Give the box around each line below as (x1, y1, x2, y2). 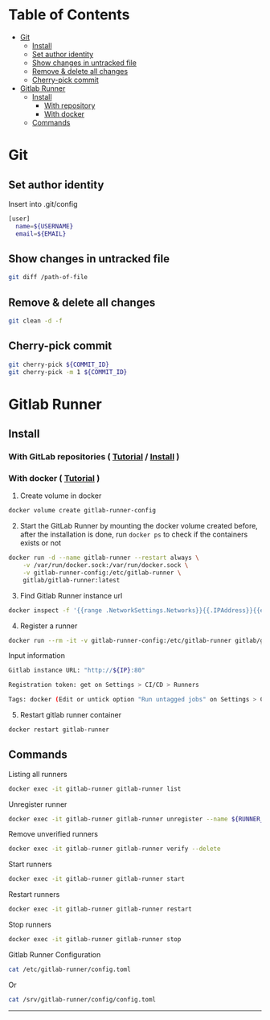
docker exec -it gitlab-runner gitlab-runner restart (8, 905, 193, 914)
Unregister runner (8, 799, 67, 809)
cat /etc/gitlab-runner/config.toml (8, 965, 131, 973)
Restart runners (8, 890, 60, 899)
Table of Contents (8, 6, 130, 24)
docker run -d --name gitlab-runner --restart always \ (8, 553, 199, 562)
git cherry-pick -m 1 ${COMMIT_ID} (8, 368, 128, 376)
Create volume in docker (19, 491, 102, 500)
